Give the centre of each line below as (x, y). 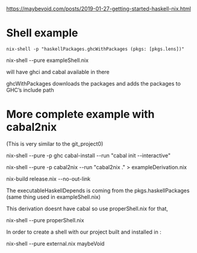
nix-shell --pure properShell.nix (45, 220)
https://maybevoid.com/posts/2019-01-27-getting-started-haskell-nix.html (99, 9)
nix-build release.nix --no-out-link (48, 179)
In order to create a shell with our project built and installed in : (84, 232)
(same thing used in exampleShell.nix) (54, 197)
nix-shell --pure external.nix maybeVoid (55, 243)
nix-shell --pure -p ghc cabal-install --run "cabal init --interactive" (89, 155)
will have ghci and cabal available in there (58, 72)
